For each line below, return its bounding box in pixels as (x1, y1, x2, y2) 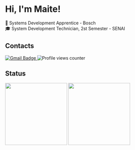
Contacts (5, 42, 35, 50)
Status (5, 70, 26, 78)
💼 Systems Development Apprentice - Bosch (5, 20, 96, 26)
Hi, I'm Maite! (5, 3, 61, 15)
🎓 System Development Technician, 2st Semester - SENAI (5, 25, 125, 31)
